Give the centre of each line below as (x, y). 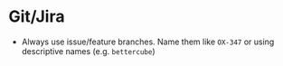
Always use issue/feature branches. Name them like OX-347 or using (148, 42)
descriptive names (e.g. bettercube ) (88, 51)
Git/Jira (37, 17)
